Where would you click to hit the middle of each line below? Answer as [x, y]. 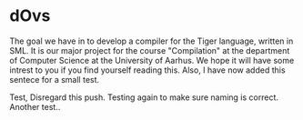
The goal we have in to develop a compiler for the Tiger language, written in [151, 41]
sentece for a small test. [55, 79]
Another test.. [35, 106]
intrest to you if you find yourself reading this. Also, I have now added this [147, 70]
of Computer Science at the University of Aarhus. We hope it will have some [152, 60]
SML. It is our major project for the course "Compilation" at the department [150, 50]
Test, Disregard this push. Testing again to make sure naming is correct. [144, 97]
